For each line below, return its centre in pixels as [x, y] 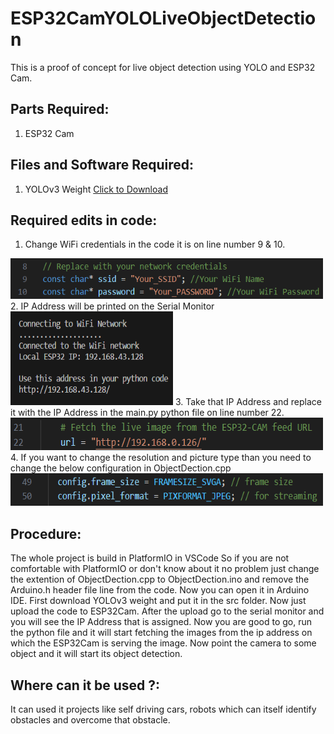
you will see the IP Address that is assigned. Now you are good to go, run [161, 622]
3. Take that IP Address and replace [248, 402]
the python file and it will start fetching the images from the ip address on [161, 633]
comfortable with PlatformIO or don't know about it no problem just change [165, 569]
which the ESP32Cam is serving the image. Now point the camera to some [163, 643]
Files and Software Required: [102, 165]
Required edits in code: [84, 220]
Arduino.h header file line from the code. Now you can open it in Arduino [160, 590]
